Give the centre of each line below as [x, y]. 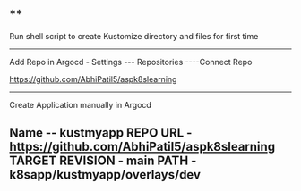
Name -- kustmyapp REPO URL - [101, 133]
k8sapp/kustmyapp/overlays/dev [105, 174]
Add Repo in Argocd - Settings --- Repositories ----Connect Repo [131, 62]
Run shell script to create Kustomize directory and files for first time [134, 36]
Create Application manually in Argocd [81, 104]
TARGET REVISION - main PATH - [103, 161]
